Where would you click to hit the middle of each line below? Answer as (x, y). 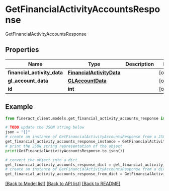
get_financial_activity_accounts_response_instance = (63, 142)
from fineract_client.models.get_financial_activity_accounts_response (82, 118)
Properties (22, 50)
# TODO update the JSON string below (45, 128)
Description (140, 64)
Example (19, 107)
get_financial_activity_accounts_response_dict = (58, 165)
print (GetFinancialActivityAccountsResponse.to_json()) (65, 151)
